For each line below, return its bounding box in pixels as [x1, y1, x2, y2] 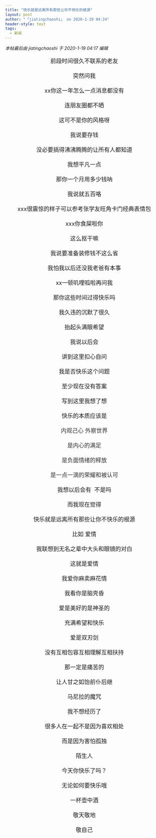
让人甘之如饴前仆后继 [56, 678, 113, 685]
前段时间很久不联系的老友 [50, 57, 118, 64]
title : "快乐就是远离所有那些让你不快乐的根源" [5, 7, 93, 13]
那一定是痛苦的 [64, 664, 104, 671]
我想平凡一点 [67, 161, 101, 168]
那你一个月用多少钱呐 [56, 176, 113, 183]
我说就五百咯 [67, 191, 101, 198]
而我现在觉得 [67, 501, 101, 508]
